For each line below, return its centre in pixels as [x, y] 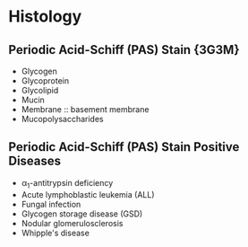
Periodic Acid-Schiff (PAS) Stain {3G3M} [124, 50]
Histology [45, 17]
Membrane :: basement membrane [85, 109]
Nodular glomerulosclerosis [72, 223]
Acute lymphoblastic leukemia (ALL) [88, 194]
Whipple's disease [56, 233]
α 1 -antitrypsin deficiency [67, 184]
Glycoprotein [45, 81]
